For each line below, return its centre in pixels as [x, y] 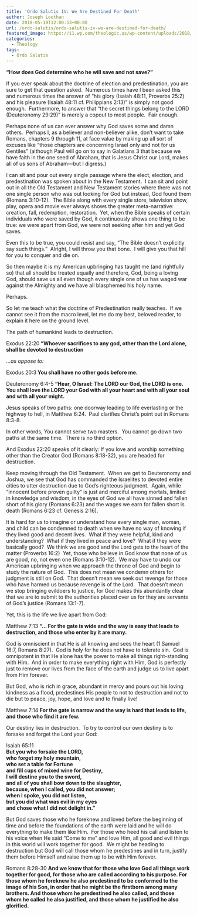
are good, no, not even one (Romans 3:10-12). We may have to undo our [94, 559]
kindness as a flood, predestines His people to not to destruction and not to [97, 692]
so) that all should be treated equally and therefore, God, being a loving [92, 273]
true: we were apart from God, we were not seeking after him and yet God [95, 225]
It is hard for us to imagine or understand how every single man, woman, [94, 522]
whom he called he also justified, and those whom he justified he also [92, 899]
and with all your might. [35, 396]
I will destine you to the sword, [44, 776]
